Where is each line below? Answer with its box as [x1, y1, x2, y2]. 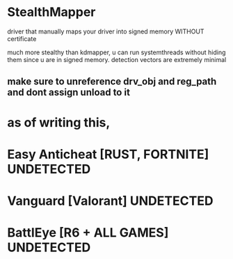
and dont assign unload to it [7, 86, 131, 98]
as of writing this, [7, 114, 111, 130]
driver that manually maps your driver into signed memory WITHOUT [7, 27, 204, 36]
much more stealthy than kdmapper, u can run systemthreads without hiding [7, 48, 226, 56]
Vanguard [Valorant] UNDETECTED [7, 193, 214, 209]
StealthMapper [7, 4, 96, 20]
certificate [7, 34, 37, 42]
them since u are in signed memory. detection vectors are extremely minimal [7, 55, 227, 63]
